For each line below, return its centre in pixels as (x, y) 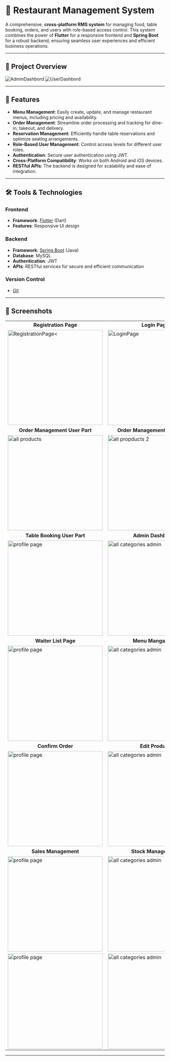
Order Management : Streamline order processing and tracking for (81, 123)
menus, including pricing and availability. (55, 117)
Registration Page (55, 325)
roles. (18, 150)
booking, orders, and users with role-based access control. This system (80, 29)
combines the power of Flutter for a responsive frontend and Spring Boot (82, 35)
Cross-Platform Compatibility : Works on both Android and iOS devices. (88, 160)
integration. (25, 171)
